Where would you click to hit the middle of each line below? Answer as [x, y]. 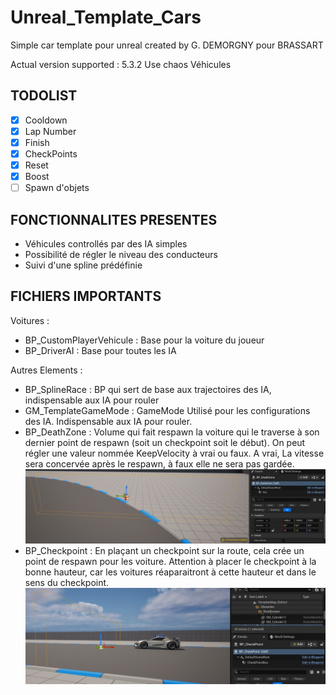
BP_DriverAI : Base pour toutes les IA [100, 350]
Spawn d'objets [57, 188]
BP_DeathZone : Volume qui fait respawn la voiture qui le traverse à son [172, 432]
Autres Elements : [46, 370]
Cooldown [46, 120]
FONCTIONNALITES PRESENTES [114, 219]
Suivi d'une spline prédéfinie [83, 265]
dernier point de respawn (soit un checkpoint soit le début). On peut [165, 442]
